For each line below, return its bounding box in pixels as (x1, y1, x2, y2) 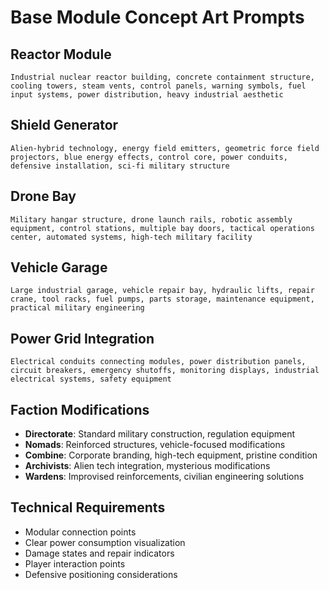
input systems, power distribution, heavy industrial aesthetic (10, 90, 284, 100)
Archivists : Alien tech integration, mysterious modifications (24, 460, 271, 472)
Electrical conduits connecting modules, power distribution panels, (10, 357, 307, 367)
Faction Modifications (10, 401, 150, 418)
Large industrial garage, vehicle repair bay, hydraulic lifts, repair (10, 286, 315, 296)
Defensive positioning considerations (24, 568, 178, 580)
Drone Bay (10, 188, 77, 205)
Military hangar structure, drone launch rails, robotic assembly (10, 214, 293, 225)
